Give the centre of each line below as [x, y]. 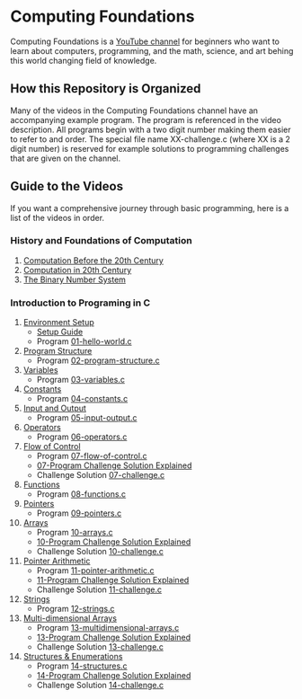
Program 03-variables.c [80, 380]
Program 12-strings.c [75, 609]
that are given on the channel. [66, 158]
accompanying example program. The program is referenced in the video [146, 119]
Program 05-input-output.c [87, 418]
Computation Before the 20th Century [93, 260]
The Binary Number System [75, 279]
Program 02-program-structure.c [98, 360]
